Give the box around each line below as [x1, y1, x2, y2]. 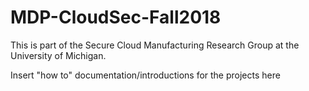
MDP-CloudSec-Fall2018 [10, 6, 222, 29]
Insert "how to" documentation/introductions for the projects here [10, 69, 281, 81]
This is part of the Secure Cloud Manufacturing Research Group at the [10, 39, 300, 51]
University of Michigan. [10, 49, 107, 61]
